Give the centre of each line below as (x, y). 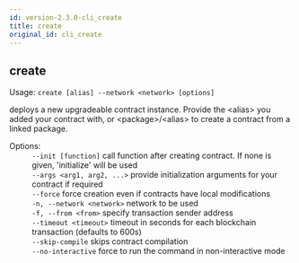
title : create (36, 26)
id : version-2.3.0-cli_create (66, 18)
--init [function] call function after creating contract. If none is (152, 156)
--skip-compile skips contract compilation (110, 241)
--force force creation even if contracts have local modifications (151, 194)
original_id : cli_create (56, 34)
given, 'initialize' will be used (85, 165)
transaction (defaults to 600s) (87, 232)
